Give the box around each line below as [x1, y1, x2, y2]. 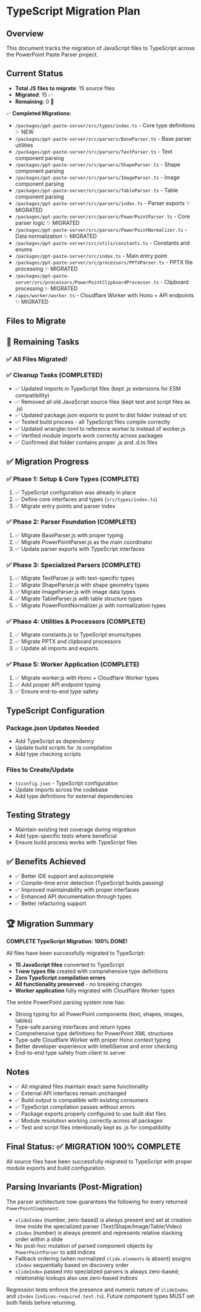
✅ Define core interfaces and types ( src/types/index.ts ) [15, 496, 157, 503]
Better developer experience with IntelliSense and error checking [15, 1043, 177, 1050]
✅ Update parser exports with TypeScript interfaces [15, 545, 145, 553]
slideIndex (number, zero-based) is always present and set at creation [15, 1216, 192, 1223]
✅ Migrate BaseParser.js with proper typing [15, 531, 124, 539]
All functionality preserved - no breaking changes [15, 981, 142, 988]
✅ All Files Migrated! [6, 355, 68, 363]
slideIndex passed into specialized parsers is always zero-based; [15, 1268, 180, 1275]
